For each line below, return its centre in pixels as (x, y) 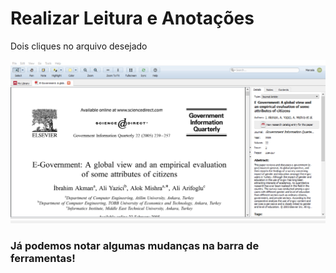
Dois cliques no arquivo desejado (79, 46)
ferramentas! (43, 259)
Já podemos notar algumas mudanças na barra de (135, 246)
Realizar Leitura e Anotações (132, 18)
